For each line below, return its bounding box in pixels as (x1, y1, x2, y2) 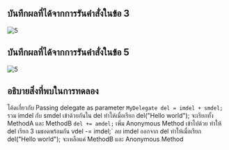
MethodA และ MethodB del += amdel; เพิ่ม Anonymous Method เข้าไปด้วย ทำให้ (7, 119, 222, 128)
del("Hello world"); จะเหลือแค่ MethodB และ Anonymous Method (7, 135, 184, 144)
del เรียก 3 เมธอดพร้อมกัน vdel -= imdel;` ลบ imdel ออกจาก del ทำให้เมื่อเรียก (7, 127, 202, 135)
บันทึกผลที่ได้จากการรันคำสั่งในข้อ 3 (7, 8, 130, 20)
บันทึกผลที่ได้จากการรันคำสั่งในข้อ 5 (7, 47, 130, 59)
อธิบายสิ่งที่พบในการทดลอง (7, 85, 99, 97)
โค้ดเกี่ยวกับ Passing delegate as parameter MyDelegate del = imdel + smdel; (7, 103, 223, 112)
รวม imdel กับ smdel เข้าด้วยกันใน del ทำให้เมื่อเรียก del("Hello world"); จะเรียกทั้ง (7, 112, 214, 120)
